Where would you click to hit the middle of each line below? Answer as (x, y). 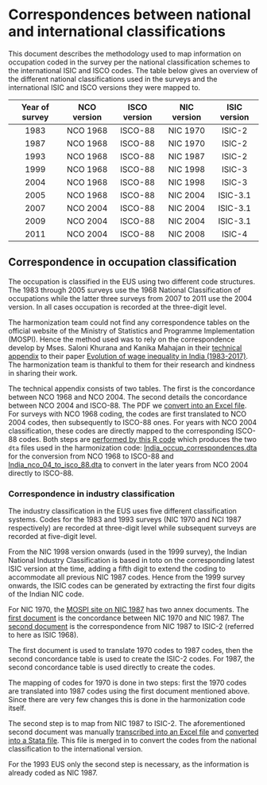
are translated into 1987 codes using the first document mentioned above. (129, 691)
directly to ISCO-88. (41, 473)
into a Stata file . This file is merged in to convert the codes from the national (132, 740)
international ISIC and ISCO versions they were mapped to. (104, 87)
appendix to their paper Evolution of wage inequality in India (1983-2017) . (128, 356)
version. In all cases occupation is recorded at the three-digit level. (118, 307)
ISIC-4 (234, 234)
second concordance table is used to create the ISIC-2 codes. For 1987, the (132, 659)
